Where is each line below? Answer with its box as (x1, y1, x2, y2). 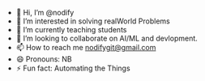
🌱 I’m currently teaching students (15, 25, 127, 34)
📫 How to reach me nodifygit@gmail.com (15, 43, 156, 52)
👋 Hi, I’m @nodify (15, 8, 75, 17)
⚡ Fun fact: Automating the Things (15, 63, 131, 73)
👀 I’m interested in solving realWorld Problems (15, 16, 170, 26)
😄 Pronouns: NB (15, 54, 72, 64)
